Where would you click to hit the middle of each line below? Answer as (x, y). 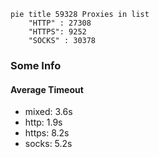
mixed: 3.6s (48, 112)
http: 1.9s (43, 122)
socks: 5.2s (48, 144)
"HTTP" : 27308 (60, 23)
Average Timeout (47, 89)
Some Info (36, 65)
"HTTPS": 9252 (57, 32)
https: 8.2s (47, 133)
